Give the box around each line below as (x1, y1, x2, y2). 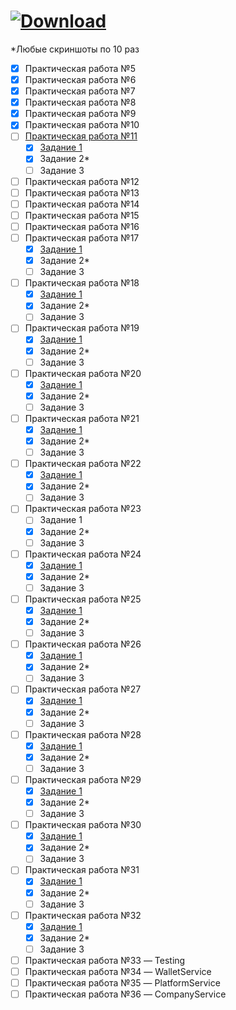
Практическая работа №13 (24, 186, 140, 199)
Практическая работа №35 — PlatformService (24, 977, 221, 989)
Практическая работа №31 (24, 864, 140, 876)
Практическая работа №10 (24, 119, 140, 131)
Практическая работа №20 (24, 367, 142, 379)
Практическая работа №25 (24, 593, 142, 605)
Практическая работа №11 (24, 130, 138, 142)
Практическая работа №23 (24, 503, 142, 515)
